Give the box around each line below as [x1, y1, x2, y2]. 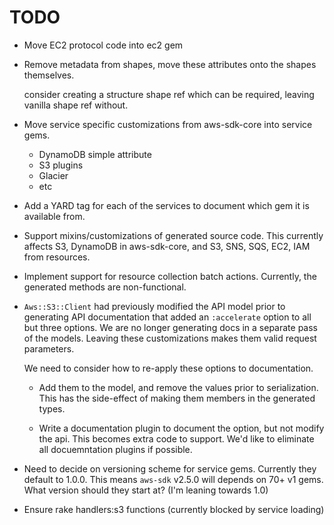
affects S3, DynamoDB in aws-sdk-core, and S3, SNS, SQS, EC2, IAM [23, 240, 311, 252]
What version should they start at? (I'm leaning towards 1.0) [23, 484, 269, 496]
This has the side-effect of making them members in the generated [38, 392, 316, 404]
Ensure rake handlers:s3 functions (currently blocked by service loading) [23, 503, 325, 515]
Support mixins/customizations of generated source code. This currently [23, 229, 324, 241]
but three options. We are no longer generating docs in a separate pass [23, 321, 319, 333]
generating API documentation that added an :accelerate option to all [23, 311, 312, 323]
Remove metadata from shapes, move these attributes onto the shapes [23, 58, 317, 70]
